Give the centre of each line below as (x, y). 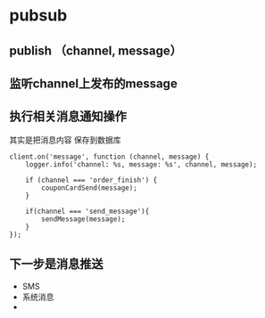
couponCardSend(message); (90, 188)
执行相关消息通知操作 (68, 117)
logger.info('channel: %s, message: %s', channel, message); (141, 164)
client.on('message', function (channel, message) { (109, 157)
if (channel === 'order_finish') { (91, 180)
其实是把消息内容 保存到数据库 (65, 140)
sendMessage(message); (83, 219)
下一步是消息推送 (56, 264)
